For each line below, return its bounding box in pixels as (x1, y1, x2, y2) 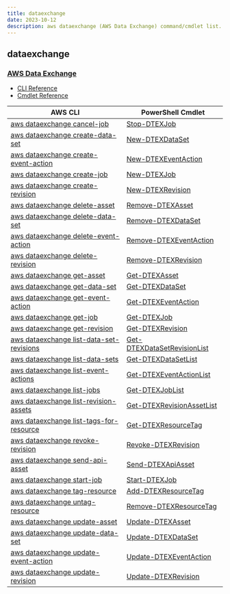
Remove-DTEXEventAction (126, 235, 214, 245)
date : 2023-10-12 (7, 16, 57, 23)
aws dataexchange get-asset (10, 271, 105, 281)
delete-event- (73, 231, 120, 241)
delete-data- (73, 211, 116, 221)
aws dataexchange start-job (10, 475, 103, 485)
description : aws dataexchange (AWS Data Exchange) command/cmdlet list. (7, 23, 222, 29)
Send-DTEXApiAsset (126, 460, 195, 469)
